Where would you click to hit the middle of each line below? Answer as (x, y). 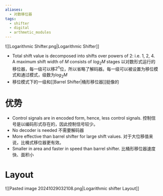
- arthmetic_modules (30, 32)
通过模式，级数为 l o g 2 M (44, 75)
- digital (19, 28)
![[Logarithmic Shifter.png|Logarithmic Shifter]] (52, 46)
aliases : (14, 10)
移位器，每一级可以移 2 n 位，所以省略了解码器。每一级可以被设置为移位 (83, 68)
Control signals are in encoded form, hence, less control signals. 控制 (82, 118)
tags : (10, 19)
